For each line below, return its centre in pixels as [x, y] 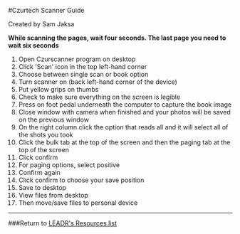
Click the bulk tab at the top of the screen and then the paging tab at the [124, 142]
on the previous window [54, 119]
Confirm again [39, 172]
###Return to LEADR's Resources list [62, 223]
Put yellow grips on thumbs [58, 89]
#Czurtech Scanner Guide [46, 10]
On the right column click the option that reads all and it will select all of [123, 127]
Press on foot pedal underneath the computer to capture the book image [125, 105]
